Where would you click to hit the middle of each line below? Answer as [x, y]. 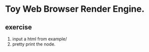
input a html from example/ [40, 39]
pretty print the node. [34, 44]
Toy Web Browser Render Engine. [75, 9]
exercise [18, 27]
